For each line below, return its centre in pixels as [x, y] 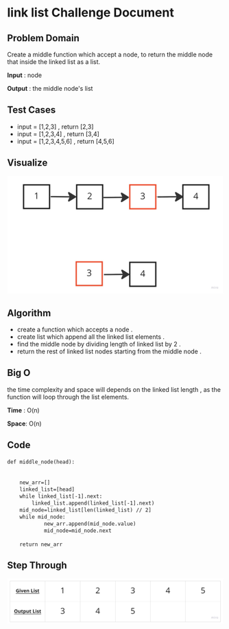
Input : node [25, 75]
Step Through [37, 565]
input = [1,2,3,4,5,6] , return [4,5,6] [65, 141]
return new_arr [41, 544]
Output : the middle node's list [50, 88]
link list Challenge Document [91, 13]
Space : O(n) [25, 423]
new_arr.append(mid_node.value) [90, 524]
